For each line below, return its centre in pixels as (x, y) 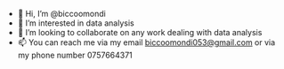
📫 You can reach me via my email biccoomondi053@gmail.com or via (146, 42)
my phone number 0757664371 (75, 55)
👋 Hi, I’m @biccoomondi (62, 14)
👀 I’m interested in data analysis (76, 23)
